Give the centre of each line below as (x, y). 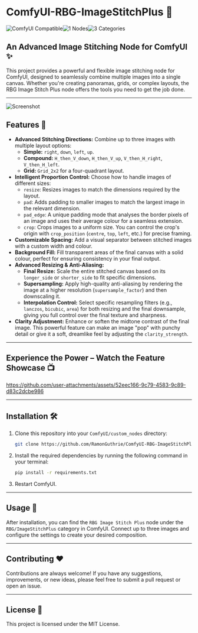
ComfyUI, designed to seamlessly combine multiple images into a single (93, 77)
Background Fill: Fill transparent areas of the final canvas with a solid (99, 252)
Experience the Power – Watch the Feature (85, 358)
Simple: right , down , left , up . (59, 152)
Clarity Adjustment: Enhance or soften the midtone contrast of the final (102, 321)
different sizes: (33, 183)
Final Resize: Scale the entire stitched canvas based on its (95, 271)
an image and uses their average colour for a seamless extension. (103, 220)
